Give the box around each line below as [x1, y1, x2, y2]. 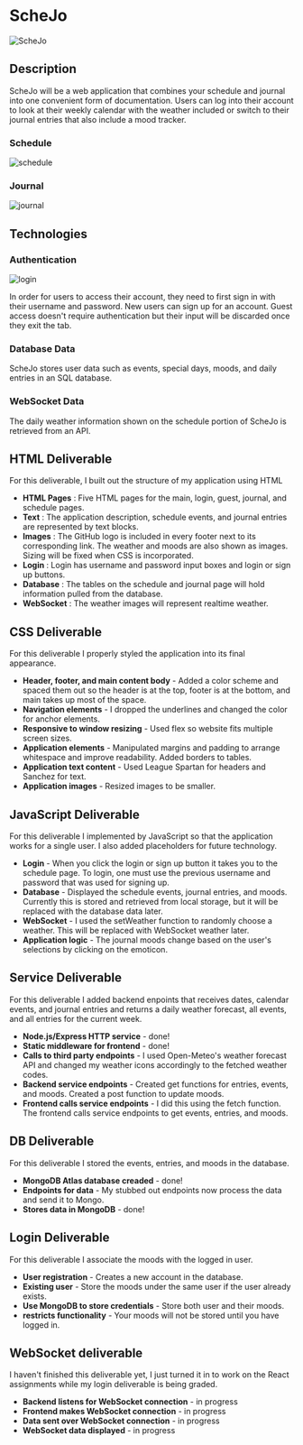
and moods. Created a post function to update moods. [22, 1088, 225, 1099]
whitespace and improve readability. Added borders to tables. [22, 752, 252, 763]
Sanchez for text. [22, 771, 87, 782]
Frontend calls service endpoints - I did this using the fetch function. [22, 1098, 281, 1109]
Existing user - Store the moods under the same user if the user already [22, 1281, 291, 1292]
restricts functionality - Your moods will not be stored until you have [22, 1310, 280, 1321]
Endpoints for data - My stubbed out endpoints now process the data [22, 1184, 282, 1195]
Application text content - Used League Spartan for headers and [22, 761, 266, 772]
